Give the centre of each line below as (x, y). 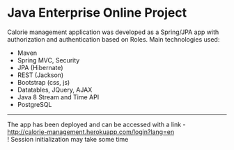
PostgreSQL (34, 104)
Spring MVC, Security (48, 60)
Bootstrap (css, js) (44, 82)
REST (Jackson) (40, 75)
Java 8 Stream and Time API (58, 97)
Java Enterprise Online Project (97, 13)
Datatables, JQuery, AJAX (55, 90)
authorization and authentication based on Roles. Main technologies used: (114, 39)
